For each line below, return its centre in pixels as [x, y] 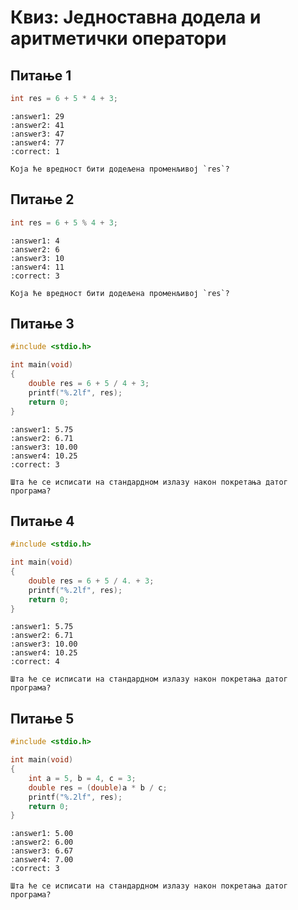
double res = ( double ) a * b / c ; [98, 787]
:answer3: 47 [37, 134]
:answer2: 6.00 [42, 842]
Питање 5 [42, 718]
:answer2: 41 [37, 125]
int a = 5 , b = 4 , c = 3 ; [82, 778]
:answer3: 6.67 [42, 851]
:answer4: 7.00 [42, 860]
